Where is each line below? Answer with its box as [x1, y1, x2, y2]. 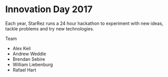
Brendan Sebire [12, 56, 46, 62]
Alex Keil [12, 45, 31, 51]
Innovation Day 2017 [5, 4, 93, 15]
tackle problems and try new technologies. [5, 25, 95, 31]
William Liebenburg [12, 61, 53, 67]
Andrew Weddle [12, 51, 47, 57]
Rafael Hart [12, 67, 36, 73]
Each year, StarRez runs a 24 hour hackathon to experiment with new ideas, [5, 20, 163, 26]
